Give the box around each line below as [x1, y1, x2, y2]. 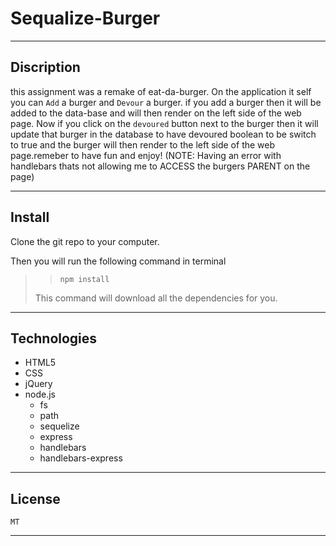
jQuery [24, 378, 53, 390]
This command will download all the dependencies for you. [34, 292, 278, 304]
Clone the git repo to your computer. [10, 235, 160, 247]
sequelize [39, 420, 80, 432]
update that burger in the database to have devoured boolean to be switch [10, 128, 317, 140]
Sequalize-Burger [10, 7, 161, 30]
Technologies [10, 330, 98, 347]
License [10, 490, 61, 507]
